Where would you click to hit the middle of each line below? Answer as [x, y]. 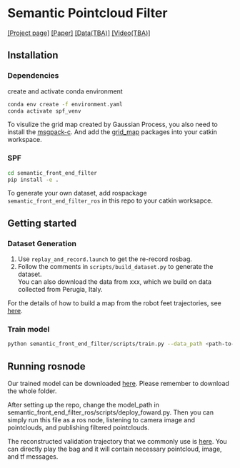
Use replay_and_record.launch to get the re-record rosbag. [105, 259]
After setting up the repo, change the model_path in [83, 405]
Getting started [42, 223]
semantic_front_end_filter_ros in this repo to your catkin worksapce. [110, 200]
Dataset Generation [42, 243]
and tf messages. [33, 457]
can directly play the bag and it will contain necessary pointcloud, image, [115, 449]
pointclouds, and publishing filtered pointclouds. [79, 428]
